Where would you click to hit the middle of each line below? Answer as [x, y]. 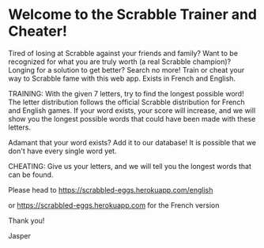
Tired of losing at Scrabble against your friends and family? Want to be [123, 53]
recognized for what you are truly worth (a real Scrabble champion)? [120, 62]
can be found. [31, 175]
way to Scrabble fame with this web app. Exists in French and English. [122, 78]
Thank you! [26, 220]
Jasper [20, 235]
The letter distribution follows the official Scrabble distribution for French [126, 102]
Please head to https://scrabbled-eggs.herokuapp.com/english [111, 190]
